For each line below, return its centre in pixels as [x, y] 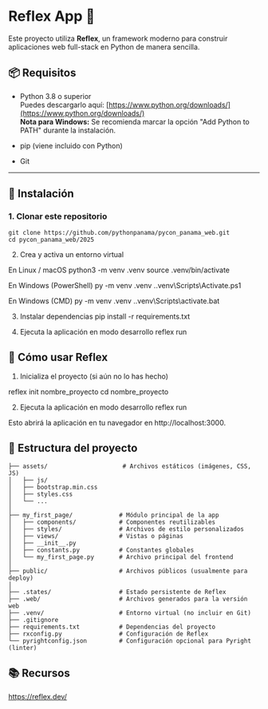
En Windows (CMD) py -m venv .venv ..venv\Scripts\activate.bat [114, 301]
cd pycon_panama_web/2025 [51, 240]
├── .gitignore [33, 620]
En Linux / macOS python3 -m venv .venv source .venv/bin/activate [119, 270]
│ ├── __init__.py [43, 543]
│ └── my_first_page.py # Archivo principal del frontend [121, 557]
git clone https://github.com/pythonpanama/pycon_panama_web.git [119, 233]
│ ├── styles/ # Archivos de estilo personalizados [126, 529]
